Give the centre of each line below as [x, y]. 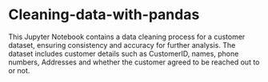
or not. [19, 70]
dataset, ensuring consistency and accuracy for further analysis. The [122, 45]
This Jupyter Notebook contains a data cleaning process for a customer [127, 37]
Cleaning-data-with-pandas [104, 15]
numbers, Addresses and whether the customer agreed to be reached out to [134, 62]
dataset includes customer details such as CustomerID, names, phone [124, 53]
